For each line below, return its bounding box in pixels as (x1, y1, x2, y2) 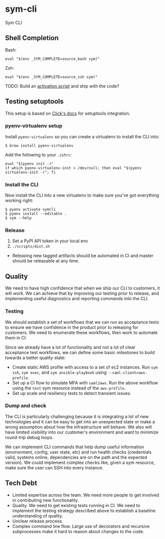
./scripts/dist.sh (12, 244, 50, 249)
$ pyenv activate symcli (5, 207, 56, 212)
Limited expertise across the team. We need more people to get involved (12, 492, 160, 498)
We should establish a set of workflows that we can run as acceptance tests (5, 319, 160, 325)
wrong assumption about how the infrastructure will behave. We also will (5, 424, 152, 430)
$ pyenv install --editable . (5, 211, 67, 216)
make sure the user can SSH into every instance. (5, 464, 104, 470)
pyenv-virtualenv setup (5, 123, 63, 129)
